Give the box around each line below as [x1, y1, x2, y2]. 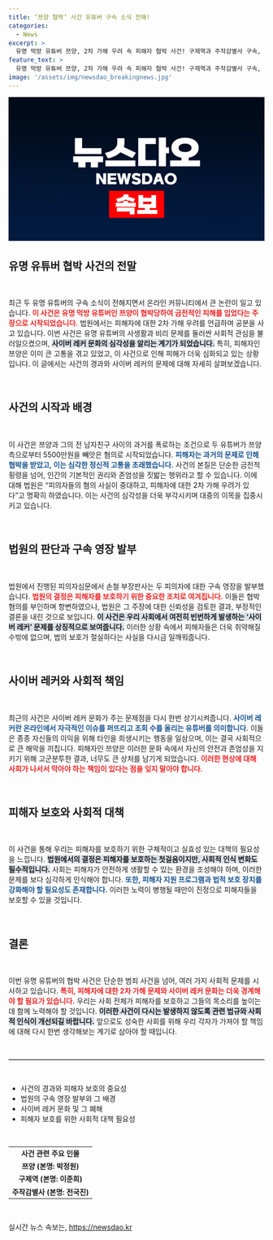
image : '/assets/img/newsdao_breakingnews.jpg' [8, 73, 173, 81]
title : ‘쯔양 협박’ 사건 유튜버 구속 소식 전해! [8, 13, 150, 21]
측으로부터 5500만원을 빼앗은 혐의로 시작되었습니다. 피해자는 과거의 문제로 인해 [8, 450, 259, 459]
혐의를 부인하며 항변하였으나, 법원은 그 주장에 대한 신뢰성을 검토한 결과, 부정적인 [8, 602, 262, 611]
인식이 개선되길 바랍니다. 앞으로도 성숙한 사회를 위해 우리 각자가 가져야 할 [16, 1016, 249, 1026]
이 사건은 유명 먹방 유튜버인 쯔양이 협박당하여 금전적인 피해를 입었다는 [32, 308, 250, 318]
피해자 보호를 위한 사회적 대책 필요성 [19, 1114, 136, 1124]
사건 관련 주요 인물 [21, 1148, 80, 1158]
